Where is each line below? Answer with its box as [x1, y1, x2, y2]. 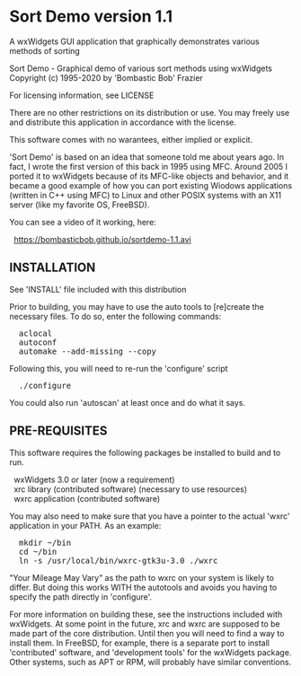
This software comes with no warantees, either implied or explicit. [9, 134, 253, 145]
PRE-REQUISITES [9, 424, 108, 439]
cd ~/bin [18, 546, 58, 557]
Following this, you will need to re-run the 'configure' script [9, 363, 228, 373]
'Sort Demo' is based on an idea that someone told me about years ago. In [9, 151, 285, 162]
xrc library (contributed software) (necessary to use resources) [13, 483, 248, 495]
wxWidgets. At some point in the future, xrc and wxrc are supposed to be [9, 618, 280, 629]
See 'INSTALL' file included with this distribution [9, 284, 187, 294]
